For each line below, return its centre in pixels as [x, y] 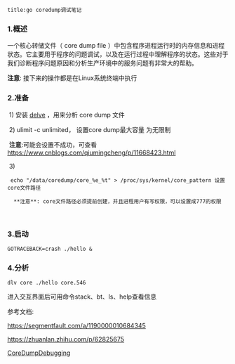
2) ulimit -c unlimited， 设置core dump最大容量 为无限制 [90, 129]
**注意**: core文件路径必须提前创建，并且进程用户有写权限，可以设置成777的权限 [117, 201]
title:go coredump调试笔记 [45, 10]
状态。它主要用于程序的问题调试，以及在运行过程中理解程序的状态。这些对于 [118, 54]
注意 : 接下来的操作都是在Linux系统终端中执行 [72, 78]
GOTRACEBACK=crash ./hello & [50, 249]
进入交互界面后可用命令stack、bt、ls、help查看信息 [82, 297]
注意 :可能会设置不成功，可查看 [53, 144]
